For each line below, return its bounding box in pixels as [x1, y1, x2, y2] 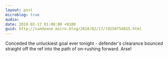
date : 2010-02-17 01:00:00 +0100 [5, 21, 76, 27]
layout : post [5, 7, 33, 13]
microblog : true [5, 12, 40, 17]
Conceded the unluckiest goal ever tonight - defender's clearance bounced [5, 40, 163, 46]
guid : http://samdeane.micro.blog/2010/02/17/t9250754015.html [5, 26, 142, 32]
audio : [5, 17, 19, 22]
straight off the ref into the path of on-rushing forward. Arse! [5, 46, 132, 52]
